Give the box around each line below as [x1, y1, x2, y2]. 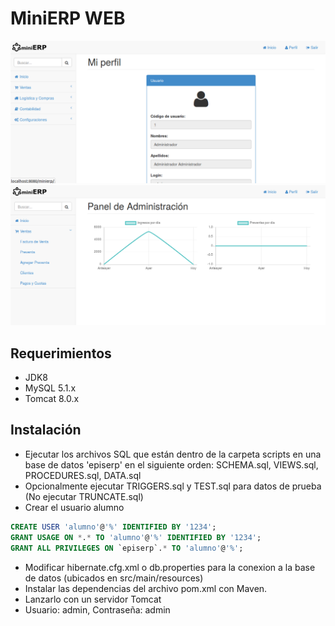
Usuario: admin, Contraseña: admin [24, 603, 171, 616]
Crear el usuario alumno [24, 501, 125, 513]
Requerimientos [10, 345, 112, 362]
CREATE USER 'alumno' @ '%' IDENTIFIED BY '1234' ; [10, 522, 217, 532]
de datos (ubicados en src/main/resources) [24, 572, 204, 584]
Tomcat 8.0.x [24, 393, 80, 405]
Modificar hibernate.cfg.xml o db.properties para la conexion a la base [24, 561, 316, 573]
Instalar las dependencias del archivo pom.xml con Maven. [24, 582, 268, 594]
